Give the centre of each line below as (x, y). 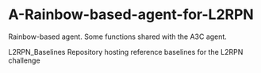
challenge (25, 60)
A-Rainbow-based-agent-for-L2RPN (131, 15)
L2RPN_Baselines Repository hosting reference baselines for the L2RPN (126, 52)
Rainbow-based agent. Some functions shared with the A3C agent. (118, 36)
